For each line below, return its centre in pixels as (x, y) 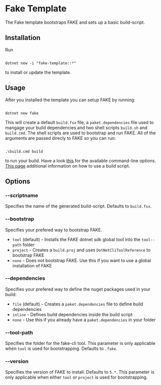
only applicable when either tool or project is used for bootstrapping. (76, 377)
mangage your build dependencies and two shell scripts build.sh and (76, 128)
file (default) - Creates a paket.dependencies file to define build (78, 304)
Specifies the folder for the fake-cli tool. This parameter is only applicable (80, 343)
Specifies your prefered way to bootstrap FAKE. (54, 230)
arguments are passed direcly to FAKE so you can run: (60, 138)
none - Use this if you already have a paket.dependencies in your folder (84, 320)
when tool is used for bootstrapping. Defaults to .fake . (61, 348)
